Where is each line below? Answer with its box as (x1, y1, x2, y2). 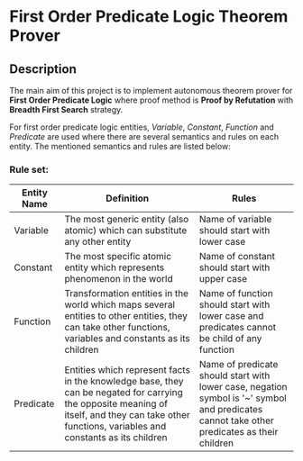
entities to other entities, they (64, 310, 188, 322)
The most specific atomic (64, 250, 172, 263)
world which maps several (64, 299, 176, 312)
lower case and (198, 310, 264, 322)
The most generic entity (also (64, 213, 189, 226)
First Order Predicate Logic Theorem (9, 6, 289, 27)
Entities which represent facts (64, 364, 191, 376)
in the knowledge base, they (64, 375, 184, 388)
